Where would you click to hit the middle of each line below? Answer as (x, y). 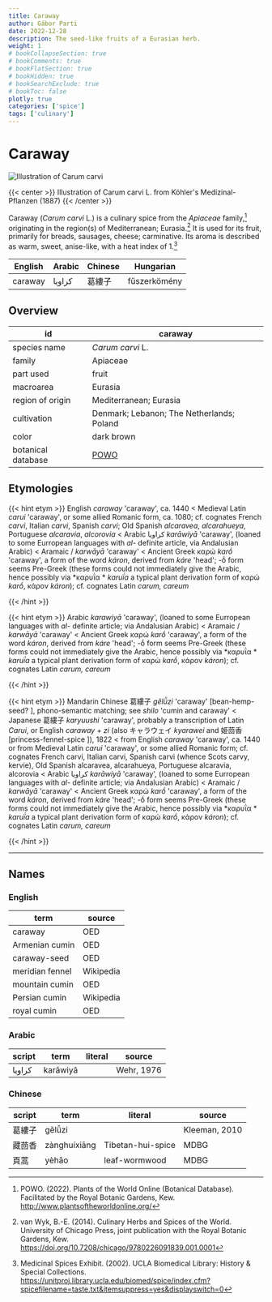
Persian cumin (40, 998)
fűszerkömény (155, 281)
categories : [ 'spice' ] (47, 106)
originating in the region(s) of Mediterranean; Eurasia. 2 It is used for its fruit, (135, 227)
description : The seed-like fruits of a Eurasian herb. (104, 39)
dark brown (114, 436)
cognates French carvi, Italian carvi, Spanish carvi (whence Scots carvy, (129, 756)
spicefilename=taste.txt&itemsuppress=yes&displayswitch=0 (122, 1289)
